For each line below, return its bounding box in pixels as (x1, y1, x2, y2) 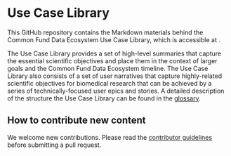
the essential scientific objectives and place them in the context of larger (7, 56, 218, 65)
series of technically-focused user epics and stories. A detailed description (7, 86, 225, 95)
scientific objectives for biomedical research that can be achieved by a (7, 79, 212, 87)
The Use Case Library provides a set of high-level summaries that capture (7, 49, 222, 58)
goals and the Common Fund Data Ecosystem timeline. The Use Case (7, 64, 209, 72)
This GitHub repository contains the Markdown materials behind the (7, 28, 204, 37)
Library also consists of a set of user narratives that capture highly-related (7, 72, 223, 80)
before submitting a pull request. (7, 141, 102, 149)
